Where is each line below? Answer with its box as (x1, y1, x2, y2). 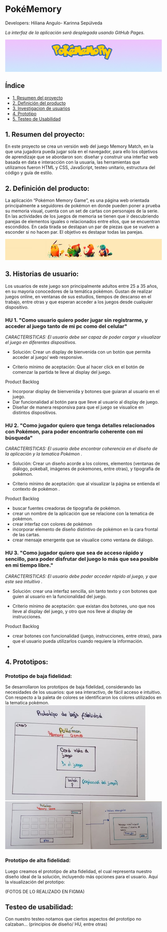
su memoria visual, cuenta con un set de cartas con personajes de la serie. (5, 208, 159, 214)
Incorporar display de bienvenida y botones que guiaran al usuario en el (12, 389, 160, 395)
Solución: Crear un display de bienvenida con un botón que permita (12, 349, 151, 355)
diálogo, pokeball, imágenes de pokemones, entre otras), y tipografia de (12, 466, 161, 472)
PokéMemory (5, 3, 62, 15)
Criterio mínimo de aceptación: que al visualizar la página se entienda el (12, 481, 160, 487)
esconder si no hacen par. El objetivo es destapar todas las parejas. (5, 229, 144, 235)
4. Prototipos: (5, 658, 48, 667)
